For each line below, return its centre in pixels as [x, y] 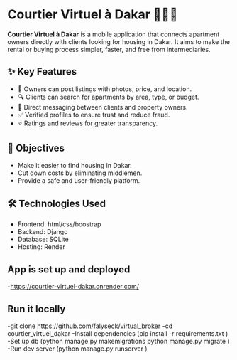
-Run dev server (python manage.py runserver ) [77, 349]
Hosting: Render [42, 247]
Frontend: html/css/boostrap [59, 224]
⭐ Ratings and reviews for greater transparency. [88, 123]
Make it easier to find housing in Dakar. [75, 165]
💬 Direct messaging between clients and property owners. [103, 107]
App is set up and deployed [69, 269]
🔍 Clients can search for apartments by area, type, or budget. [108, 97]
